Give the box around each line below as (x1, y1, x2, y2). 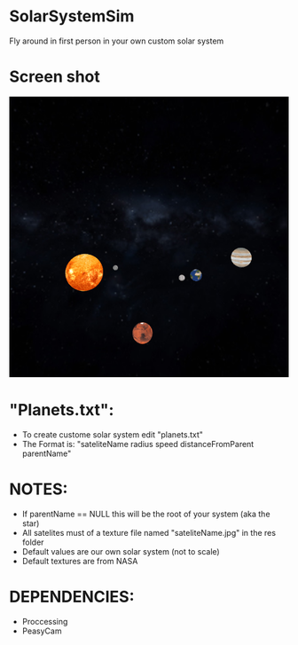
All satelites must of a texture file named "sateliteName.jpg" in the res (21, 527, 277, 538)
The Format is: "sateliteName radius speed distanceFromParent (21, 438, 255, 449)
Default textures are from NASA (21, 555, 138, 566)
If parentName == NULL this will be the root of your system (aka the (21, 508, 271, 519)
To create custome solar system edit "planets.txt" (21, 429, 204, 440)
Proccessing (21, 616, 68, 626)
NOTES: (9, 479, 68, 499)
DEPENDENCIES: (9, 586, 135, 607)
